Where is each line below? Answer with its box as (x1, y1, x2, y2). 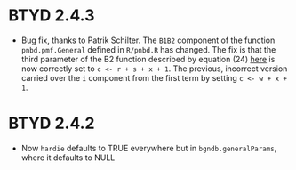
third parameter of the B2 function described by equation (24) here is (20, 53, 276, 64)
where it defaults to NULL (20, 152, 116, 163)
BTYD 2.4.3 (8, 5, 95, 26)
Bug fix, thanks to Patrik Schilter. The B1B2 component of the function (20, 35, 276, 45)
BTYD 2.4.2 (8, 113, 95, 134)
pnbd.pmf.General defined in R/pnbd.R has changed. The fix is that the (20, 44, 276, 54)
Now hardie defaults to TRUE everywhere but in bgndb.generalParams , (20, 142, 277, 153)
